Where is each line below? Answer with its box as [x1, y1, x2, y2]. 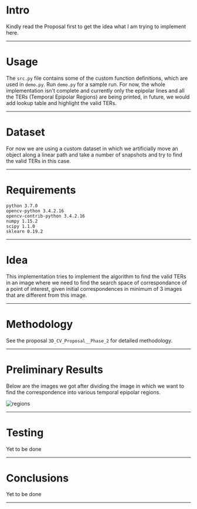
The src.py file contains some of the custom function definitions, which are [6, 74, 188, 82]
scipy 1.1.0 [6, 223, 35, 229]
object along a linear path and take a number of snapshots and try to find [6, 151, 183, 158]
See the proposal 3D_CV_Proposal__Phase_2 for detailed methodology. [6, 337, 173, 344]
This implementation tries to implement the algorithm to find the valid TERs [6, 273, 186, 280]
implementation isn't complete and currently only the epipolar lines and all [6, 87, 185, 94]
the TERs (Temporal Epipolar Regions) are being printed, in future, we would [6, 93, 190, 100]
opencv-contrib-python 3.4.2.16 [6, 213, 85, 219]
